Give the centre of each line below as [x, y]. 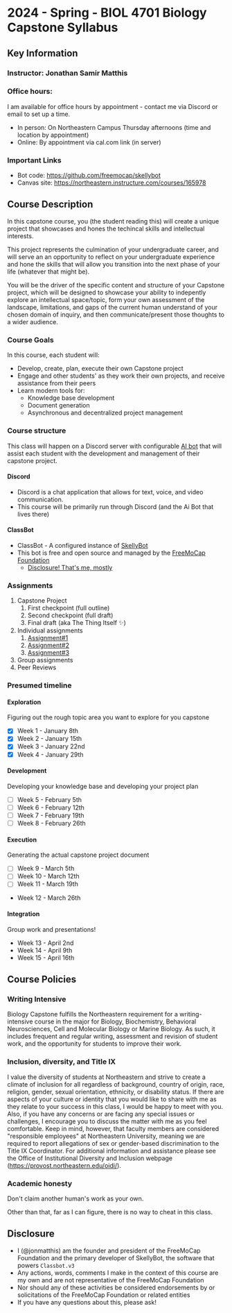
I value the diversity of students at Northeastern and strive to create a [107, 1077]
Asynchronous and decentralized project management [105, 413]
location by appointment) [53, 135]
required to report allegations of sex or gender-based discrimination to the [113, 1143]
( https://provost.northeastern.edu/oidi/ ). [64, 1165]
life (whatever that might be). [48, 271]
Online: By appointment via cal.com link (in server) [89, 142]
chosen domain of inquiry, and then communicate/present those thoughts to [116, 315]
